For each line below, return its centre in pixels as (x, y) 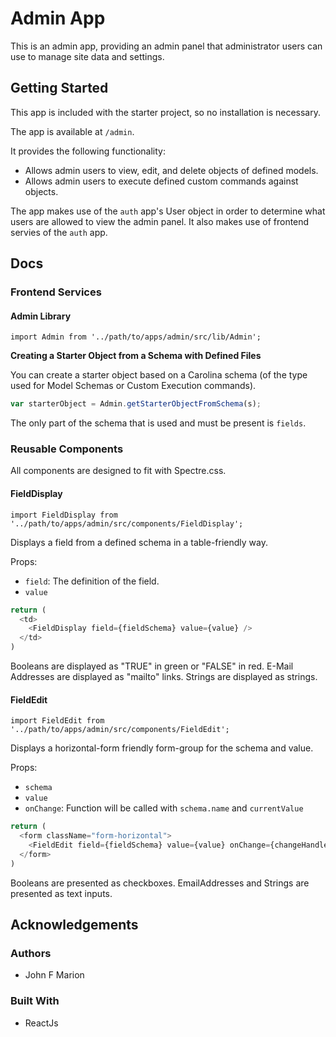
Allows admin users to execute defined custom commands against (161, 181)
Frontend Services (56, 292)
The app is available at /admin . (72, 131)
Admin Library (41, 316)
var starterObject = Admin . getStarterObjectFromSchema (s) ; (136, 404)
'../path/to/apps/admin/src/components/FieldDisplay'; (127, 523)
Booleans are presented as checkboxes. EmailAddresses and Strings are (160, 883)
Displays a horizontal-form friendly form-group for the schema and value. (162, 748)
